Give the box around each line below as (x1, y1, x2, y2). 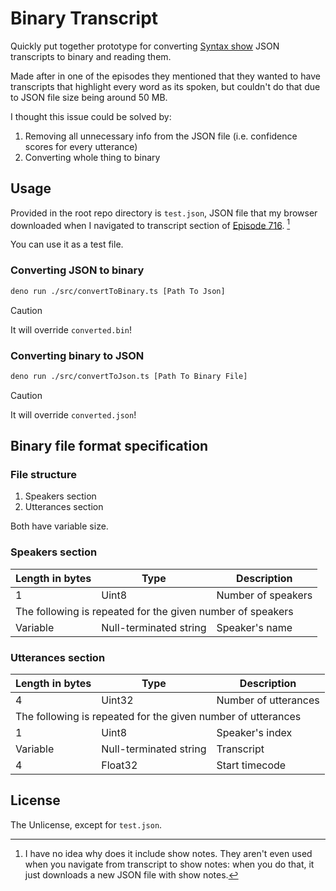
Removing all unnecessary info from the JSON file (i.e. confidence (24, 130, 298, 142)
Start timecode (216, 758, 287, 772)
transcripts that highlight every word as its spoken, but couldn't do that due (10, 80, 321, 92)
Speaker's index (216, 726, 293, 740)
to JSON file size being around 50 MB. (10, 91, 168, 103)
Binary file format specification (10, 438, 209, 455)
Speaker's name (216, 620, 293, 634)
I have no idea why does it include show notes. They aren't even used (24, 847, 313, 859)
